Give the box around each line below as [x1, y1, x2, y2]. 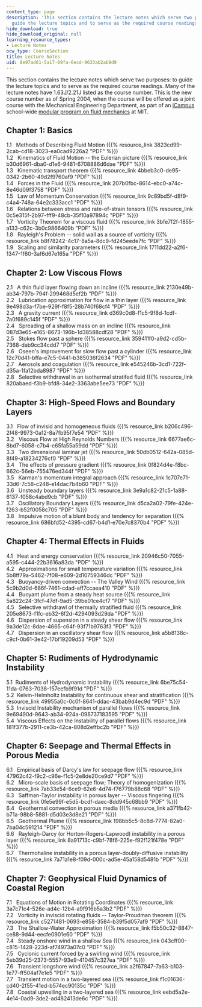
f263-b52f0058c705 [6, 506, 58, 513]
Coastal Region [6, 883, 65, 893]
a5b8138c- [161, 629, 189, 636]
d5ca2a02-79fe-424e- [137, 499, 194, 507]
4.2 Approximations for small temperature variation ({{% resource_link [6, 565, 183, 572]
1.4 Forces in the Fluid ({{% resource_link [6, 180, 111, 187]
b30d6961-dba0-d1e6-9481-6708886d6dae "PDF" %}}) [6, 160, 146, 168]
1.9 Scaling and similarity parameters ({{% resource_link [6, 244, 148, 251]
